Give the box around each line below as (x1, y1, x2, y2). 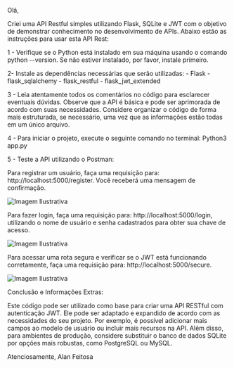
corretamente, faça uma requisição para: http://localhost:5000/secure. (7, 260, 212, 269)
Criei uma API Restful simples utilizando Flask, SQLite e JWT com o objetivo (7, 20, 227, 27)
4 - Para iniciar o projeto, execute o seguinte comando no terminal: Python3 (7, 134, 227, 142)
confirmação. (7, 184, 46, 192)
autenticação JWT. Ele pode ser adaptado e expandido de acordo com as (7, 309, 221, 317)
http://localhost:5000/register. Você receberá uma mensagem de (7, 176, 195, 184)
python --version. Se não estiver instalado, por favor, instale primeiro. (7, 56, 209, 64)
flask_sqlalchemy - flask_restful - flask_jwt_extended (7, 77, 161, 85)
